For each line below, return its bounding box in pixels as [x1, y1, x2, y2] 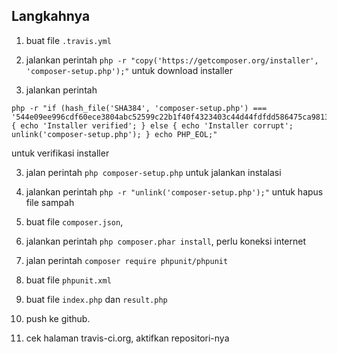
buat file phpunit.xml [25, 274, 112, 286]
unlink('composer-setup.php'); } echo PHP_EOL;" [11, 129, 218, 139]
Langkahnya [11, 8, 91, 25]
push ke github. [25, 312, 91, 324]
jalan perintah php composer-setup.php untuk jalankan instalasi [25, 166, 282, 178]
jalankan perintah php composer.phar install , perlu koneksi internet [25, 235, 307, 247]
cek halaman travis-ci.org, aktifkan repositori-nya [25, 332, 230, 344]
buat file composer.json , [25, 215, 124, 228]
